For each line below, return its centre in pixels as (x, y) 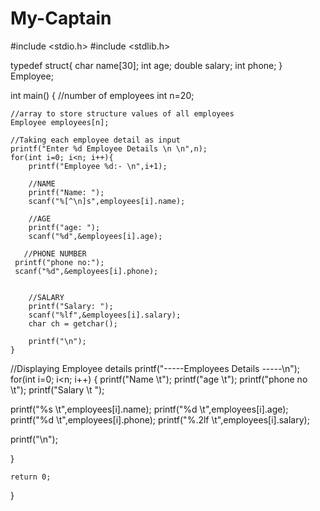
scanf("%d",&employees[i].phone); (86, 271)
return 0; (31, 477)
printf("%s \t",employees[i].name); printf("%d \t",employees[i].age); (149, 409)
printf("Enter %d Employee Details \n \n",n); (109, 148)
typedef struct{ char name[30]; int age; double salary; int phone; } (146, 65)
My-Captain (61, 18)
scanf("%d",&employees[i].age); (95, 236)
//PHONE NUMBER (55, 253)
